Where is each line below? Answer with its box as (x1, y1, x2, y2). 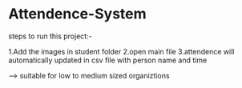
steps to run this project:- (8, 31, 92, 41)
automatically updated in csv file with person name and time (8, 55, 208, 65)
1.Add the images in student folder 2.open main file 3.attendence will (8, 46, 235, 56)
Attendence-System (8, 5, 147, 23)
